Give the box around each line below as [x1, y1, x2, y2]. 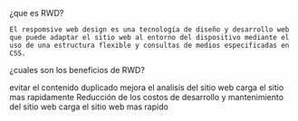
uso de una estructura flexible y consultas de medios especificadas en [9, 41, 290, 50]
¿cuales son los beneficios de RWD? [9, 65, 145, 75]
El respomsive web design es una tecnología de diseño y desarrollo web [9, 25, 290, 34]
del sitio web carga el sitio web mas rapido [9, 101, 169, 112]
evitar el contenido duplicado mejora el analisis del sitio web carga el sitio [9, 82, 284, 93]
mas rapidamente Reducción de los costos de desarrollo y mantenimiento [9, 92, 284, 102]
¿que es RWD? [9, 8, 64, 18]
